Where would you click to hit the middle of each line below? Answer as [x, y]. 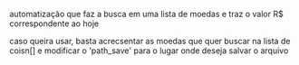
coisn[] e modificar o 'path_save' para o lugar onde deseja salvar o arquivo [149, 51]
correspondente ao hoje [54, 23]
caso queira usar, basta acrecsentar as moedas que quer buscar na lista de [150, 41]
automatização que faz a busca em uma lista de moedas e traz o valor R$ [146, 14]
